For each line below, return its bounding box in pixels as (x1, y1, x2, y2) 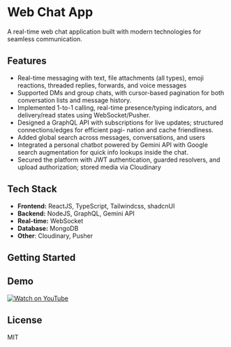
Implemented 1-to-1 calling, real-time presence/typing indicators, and (17, 103, 217, 112)
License (7, 314, 43, 326)
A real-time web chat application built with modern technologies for (7, 27, 202, 36)
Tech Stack (7, 183, 57, 195)
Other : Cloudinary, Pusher (17, 232, 93, 240)
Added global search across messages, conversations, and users (17, 133, 206, 141)
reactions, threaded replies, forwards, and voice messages (17, 81, 187, 90)
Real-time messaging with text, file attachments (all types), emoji (17, 73, 204, 82)
